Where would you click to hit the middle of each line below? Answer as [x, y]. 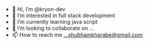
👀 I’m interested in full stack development [64, 15]
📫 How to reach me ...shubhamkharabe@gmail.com [77, 35]
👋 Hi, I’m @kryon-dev [38, 9]
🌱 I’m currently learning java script [55, 22]
